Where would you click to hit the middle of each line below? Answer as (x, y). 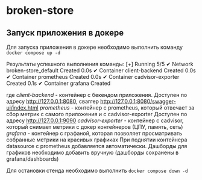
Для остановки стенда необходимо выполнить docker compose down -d (97, 170)
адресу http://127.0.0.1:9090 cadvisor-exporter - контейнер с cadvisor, (95, 120)
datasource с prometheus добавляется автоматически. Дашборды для (97, 146)
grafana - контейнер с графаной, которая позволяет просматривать (94, 133)
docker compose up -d (33, 53)
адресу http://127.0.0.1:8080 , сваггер (53, 101)
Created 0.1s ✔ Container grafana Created (58, 83)
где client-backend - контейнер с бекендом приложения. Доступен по (97, 95)
